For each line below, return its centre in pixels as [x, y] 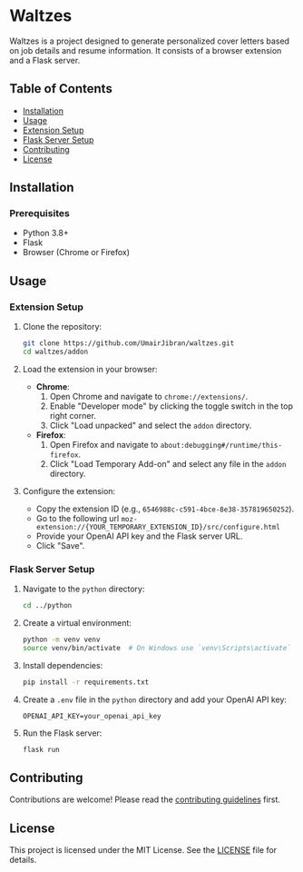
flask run [41, 749]
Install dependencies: [63, 665]
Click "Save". [60, 545]
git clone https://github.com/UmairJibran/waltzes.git [128, 343]
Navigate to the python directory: [83, 589]
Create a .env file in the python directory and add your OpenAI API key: [155, 699]
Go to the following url [78, 518]
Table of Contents [61, 89]
